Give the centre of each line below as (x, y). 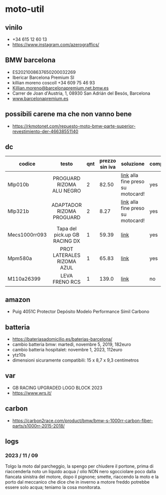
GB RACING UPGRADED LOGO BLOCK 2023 (57, 387)
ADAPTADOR (67, 205)
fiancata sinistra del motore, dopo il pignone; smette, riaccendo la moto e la (82, 477)
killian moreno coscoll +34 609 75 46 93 (54, 82)
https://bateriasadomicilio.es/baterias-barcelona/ (62, 339)
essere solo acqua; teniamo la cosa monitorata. (53, 488)
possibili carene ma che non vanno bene (68, 114)
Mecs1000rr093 (27, 235)
